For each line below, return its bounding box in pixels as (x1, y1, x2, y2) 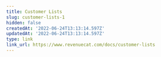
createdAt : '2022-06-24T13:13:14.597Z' (6, 25, 105, 31)
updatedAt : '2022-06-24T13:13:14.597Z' (6, 31, 105, 37)
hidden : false (6, 20, 42, 26)
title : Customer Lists (6, 8, 62, 15)
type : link (6, 36, 33, 42)
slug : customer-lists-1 (6, 14, 65, 20)
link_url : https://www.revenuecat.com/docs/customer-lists (6, 42, 156, 48)
